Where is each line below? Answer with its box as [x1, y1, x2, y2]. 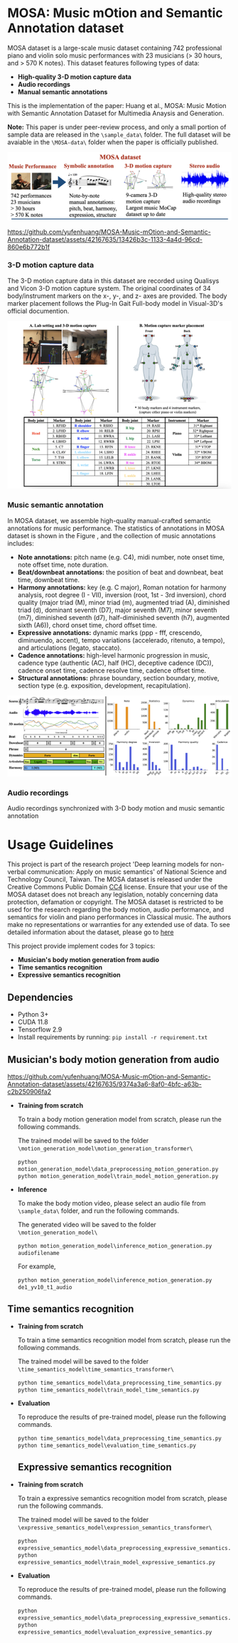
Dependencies [7, 991, 73, 1003]
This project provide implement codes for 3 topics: [7, 942, 156, 951]
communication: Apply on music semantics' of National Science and [27, 867, 227, 876]
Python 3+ [17, 1010, 49, 1019]
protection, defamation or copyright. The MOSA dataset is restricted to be [7, 898, 224, 906]
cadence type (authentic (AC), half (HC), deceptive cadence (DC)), [17, 658, 214, 667]
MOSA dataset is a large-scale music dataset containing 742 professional [7, 43, 222, 52]
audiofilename [17, 1250, 60, 1257]
